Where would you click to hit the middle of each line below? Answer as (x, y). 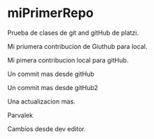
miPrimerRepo (51, 13)
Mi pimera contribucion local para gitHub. (68, 60)
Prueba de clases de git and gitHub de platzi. (73, 33)
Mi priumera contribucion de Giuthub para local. (77, 46)
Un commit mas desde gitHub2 (53, 87)
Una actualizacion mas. (42, 101)
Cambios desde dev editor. (47, 128)
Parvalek (20, 115)
